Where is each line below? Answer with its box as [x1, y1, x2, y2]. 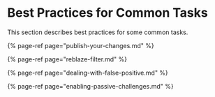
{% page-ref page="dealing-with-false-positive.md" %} [7, 68, 169, 77]
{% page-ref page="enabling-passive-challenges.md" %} [7, 82, 175, 90]
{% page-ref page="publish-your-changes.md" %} [7, 41, 155, 50]
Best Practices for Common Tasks [7, 5, 208, 21]
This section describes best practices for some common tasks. [7, 28, 188, 36]
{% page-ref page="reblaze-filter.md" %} [7, 54, 128, 64]
